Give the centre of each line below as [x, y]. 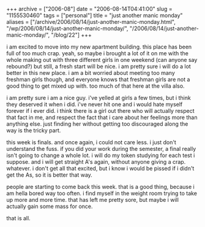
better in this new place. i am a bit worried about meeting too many [91, 73]
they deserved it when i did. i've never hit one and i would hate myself [95, 104]
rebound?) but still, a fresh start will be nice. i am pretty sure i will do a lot [99, 66]
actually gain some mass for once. [50, 206]
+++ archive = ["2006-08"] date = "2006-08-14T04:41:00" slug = [89, 9]
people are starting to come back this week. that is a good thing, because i [100, 187]
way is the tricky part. [34, 130]
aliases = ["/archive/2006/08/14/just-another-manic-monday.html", [91, 22]
